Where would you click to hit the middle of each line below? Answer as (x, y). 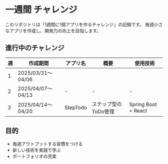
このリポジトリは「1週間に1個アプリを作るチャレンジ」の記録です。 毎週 (79, 24)
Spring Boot (143, 104)
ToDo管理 (103, 111)
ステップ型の (107, 104)
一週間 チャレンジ (41, 10)
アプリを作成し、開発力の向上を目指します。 (55, 30)
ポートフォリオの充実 (34, 156)
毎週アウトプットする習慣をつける (47, 144)
